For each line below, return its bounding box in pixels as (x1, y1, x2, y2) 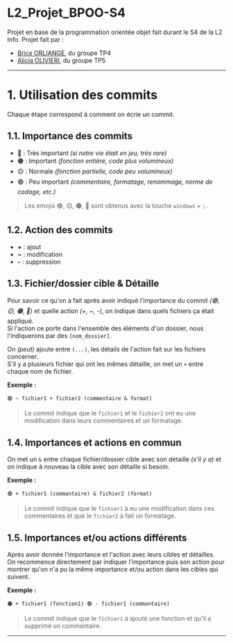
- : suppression (17, 257, 61, 266)
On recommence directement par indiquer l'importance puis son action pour (7, 557, 225, 566)
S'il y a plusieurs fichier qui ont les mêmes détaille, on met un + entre (7, 360, 204, 368)
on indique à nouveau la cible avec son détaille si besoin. (7, 463, 170, 471)
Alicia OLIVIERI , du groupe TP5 (17, 56, 106, 64)
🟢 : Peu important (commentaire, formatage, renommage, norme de (17, 177, 213, 186)
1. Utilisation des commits (7, 87, 158, 103)
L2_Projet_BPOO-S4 (7, 5, 126, 21)
